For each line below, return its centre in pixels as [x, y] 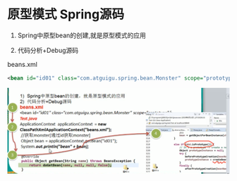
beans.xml [22, 64]
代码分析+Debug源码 [48, 50]
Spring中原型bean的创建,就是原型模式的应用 [82, 35]
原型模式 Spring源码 [66, 14]
